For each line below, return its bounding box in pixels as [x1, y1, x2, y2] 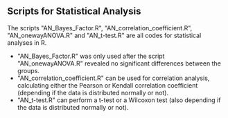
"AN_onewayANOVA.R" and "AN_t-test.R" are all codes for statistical [7, 31, 202, 39]
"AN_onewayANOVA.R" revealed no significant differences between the [17, 59, 222, 68]
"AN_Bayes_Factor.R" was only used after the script [17, 52, 165, 60]
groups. [17, 66, 40, 75]
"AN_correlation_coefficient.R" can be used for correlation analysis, [17, 74, 210, 82]
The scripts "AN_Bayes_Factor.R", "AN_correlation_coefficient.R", [7, 23, 193, 32]
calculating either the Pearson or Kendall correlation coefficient [17, 81, 198, 89]
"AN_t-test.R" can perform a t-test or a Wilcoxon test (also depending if [17, 96, 221, 104]
